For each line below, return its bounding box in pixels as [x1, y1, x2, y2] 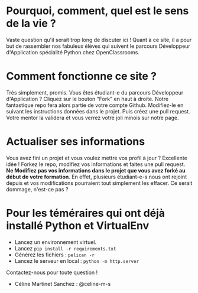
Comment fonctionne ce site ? [6, 70, 157, 83]
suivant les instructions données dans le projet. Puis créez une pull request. [6, 108, 190, 115]
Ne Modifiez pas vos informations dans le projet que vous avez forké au [6, 167, 186, 174]
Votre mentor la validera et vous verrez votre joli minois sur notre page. [6, 114, 179, 121]
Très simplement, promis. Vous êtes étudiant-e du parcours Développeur [6, 89, 184, 96]
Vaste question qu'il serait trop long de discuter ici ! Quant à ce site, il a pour [6, 36, 192, 43]
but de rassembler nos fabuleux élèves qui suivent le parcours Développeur [6, 43, 190, 50]
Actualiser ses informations [6, 135, 145, 148]
